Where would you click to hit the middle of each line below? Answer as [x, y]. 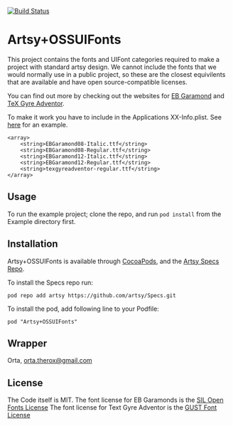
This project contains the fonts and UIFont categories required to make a [114, 59]
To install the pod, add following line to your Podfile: [83, 309]
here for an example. [38, 124]
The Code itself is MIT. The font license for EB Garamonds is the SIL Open [115, 400]
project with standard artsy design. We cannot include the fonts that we [112, 67]
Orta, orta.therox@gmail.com [50, 361]
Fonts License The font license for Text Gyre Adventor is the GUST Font [112, 408]
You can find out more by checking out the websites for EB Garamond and [116, 95]
